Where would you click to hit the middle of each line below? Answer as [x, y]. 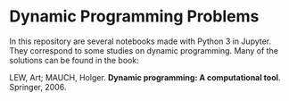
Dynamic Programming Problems [134, 17]
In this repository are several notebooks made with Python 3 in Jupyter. [140, 41]
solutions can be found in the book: [74, 60]
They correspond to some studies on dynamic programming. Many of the [144, 50]
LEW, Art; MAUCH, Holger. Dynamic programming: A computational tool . [145, 77]
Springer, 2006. [38, 87]
